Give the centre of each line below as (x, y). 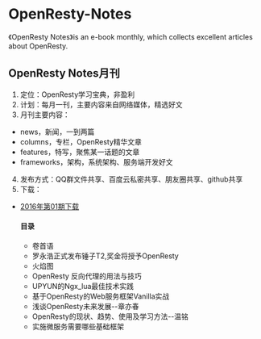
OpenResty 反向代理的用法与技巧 (87, 276)
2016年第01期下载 (50, 206)
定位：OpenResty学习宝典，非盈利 (77, 94)
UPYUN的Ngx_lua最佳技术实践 (83, 286)
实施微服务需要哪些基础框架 (78, 326)
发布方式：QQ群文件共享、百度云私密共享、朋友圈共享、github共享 (131, 179)
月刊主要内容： (45, 115)
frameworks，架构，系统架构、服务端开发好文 (96, 161)
